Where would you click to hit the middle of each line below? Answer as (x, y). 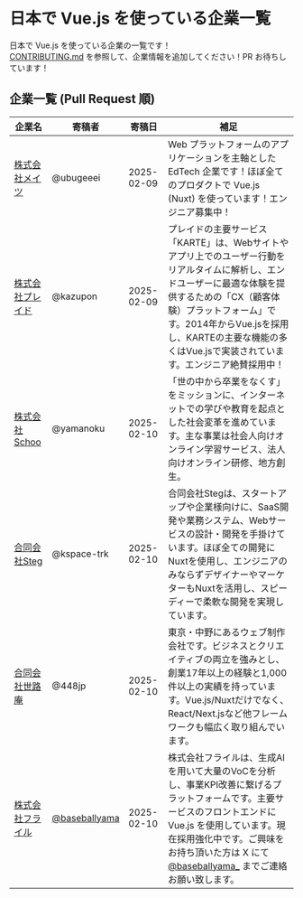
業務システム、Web (227, 520)
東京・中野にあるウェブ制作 (227, 631)
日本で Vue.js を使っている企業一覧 (140, 19)
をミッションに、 (204, 395)
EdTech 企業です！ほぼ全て (226, 171)
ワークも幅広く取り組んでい (227, 726)
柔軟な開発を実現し (243, 602)
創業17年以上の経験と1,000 (227, 672)
